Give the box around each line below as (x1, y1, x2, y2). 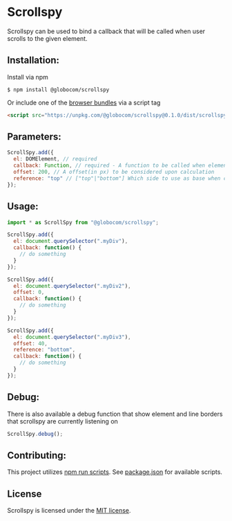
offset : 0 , (13, 289, 45, 296)
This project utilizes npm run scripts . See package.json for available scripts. (7, 468, 223, 476)
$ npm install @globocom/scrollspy (7, 86, 110, 93)
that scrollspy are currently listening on (7, 417, 119, 426)
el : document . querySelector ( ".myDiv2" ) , (13, 282, 131, 289)
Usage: (7, 201, 39, 212)
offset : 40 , (13, 340, 48, 347)
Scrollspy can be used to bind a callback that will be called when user (7, 27, 206, 35)
